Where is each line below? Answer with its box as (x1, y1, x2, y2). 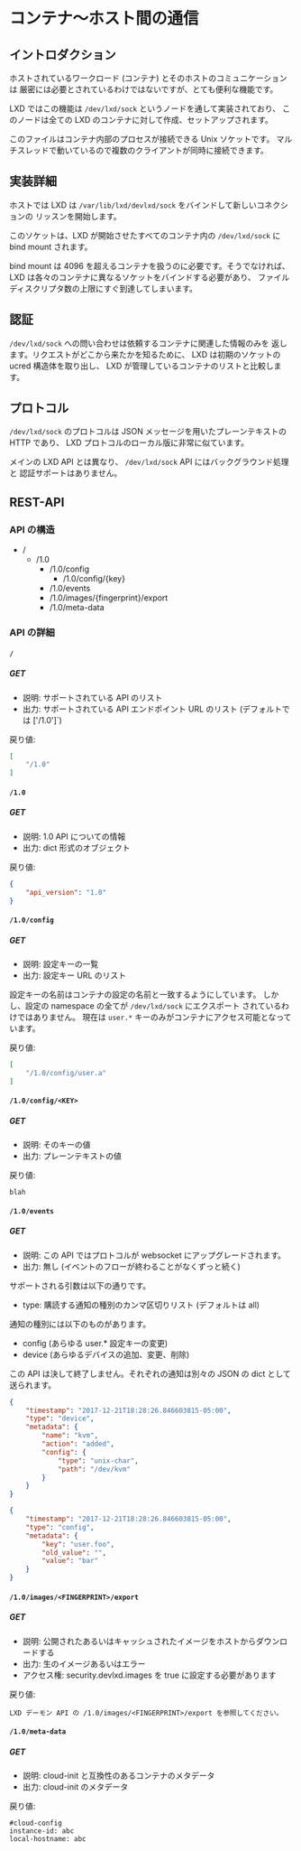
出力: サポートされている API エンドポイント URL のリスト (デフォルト (22, 703, 282, 714)
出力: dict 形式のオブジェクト (22, 842, 131, 853)
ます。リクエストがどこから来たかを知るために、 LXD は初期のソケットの (9, 349, 281, 359)
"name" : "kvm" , (41, 1431, 99, 1440)
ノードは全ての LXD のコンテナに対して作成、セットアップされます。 (16, 115, 273, 125)
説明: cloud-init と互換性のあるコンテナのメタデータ (22, 1771, 215, 1781)
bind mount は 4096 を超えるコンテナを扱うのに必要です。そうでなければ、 (9, 260, 290, 271)
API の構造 (9, 523, 56, 535)
